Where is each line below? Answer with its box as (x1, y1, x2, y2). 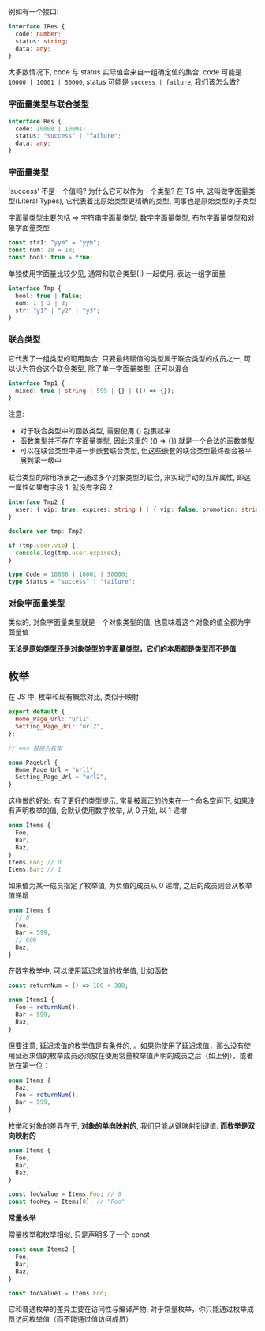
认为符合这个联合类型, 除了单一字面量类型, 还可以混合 (14, 363, 189, 373)
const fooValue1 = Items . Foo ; (8, 1289, 108, 1297)
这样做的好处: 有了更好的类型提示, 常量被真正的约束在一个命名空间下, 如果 (8, 796, 248, 805)
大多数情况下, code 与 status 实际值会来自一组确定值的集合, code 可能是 (8, 67, 243, 77)
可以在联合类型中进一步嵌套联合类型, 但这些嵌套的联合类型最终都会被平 (19, 446, 252, 456)
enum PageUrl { (8, 758, 58, 766)
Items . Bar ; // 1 (8, 865, 62, 874)
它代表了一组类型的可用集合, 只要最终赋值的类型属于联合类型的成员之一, (8, 354, 243, 363)
